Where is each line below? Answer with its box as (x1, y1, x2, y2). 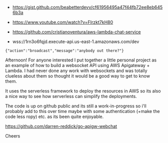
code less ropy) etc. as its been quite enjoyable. (5, 113, 104, 119)
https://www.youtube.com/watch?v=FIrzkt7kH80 (12, 19, 113, 25)
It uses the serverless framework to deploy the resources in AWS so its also (5, 88, 161, 94)
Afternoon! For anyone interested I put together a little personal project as (5, 57, 157, 63)
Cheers (5, 133, 20, 139)
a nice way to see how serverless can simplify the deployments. (5, 93, 137, 99)
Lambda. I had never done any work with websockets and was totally (5, 67, 147, 73)
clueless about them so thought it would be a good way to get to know (5, 73, 150, 79)
